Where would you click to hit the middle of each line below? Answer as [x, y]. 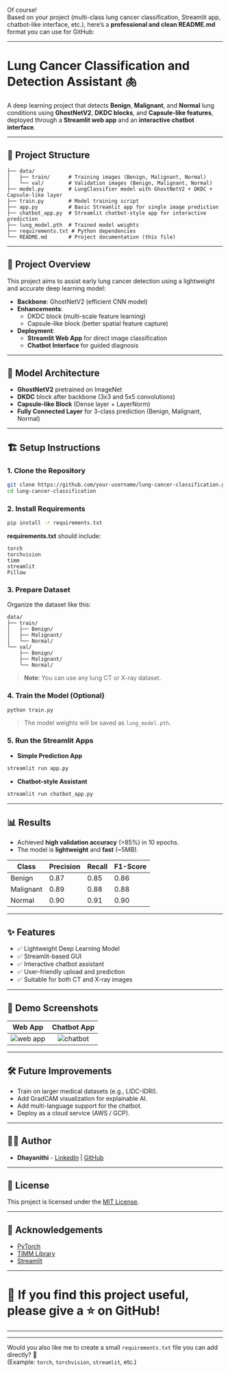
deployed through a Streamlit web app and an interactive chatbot [101, 120]
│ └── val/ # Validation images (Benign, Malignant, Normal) [110, 183]
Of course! [22, 10]
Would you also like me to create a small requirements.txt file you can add [112, 1348]
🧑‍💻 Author [29, 1141]
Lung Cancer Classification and [99, 66]
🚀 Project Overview [49, 264]
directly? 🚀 [22, 1355]
